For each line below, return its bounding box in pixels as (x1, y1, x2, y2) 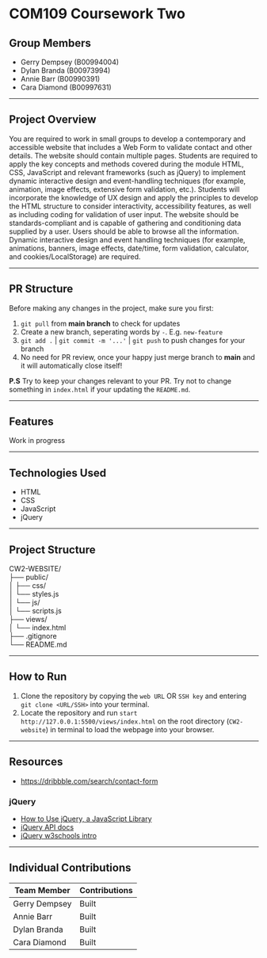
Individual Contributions (9, 861, 132, 875)
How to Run (9, 670, 67, 684)
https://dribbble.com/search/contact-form (20, 776, 158, 785)
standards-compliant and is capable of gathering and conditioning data (9, 218, 242, 227)
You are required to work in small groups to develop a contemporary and (9, 134, 246, 143)
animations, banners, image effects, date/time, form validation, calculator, (9, 243, 250, 253)
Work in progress (9, 436, 66, 445)
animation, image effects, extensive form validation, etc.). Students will (9, 184, 240, 194)
